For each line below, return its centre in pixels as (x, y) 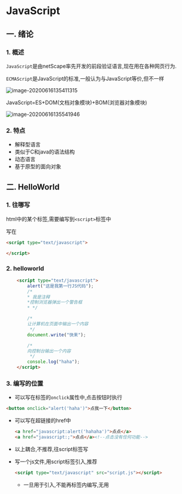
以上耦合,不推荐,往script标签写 (51, 449)
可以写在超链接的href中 (43, 420)
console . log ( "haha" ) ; (54, 362)
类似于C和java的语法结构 (45, 152)
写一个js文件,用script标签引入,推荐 (56, 461)
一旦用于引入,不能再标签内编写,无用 (66, 485)
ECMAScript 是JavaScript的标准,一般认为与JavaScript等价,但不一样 (85, 78)
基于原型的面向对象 (38, 166)
